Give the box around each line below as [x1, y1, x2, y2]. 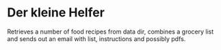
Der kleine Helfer [7, 5, 105, 21]
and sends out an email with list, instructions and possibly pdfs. [7, 34, 186, 42]
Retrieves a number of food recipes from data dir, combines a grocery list [7, 27, 214, 36]
